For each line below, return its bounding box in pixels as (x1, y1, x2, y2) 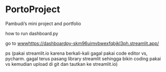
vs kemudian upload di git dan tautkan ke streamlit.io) (5, 61, 118, 67)
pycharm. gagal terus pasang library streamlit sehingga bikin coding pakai (5, 55, 161, 62)
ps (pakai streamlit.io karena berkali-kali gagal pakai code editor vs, (5, 50, 148, 56)
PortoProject (5, 4, 60, 15)
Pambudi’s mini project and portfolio (5, 20, 81, 27)
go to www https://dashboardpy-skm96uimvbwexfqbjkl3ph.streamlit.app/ (5, 40, 159, 46)
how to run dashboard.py (5, 30, 59, 36)
